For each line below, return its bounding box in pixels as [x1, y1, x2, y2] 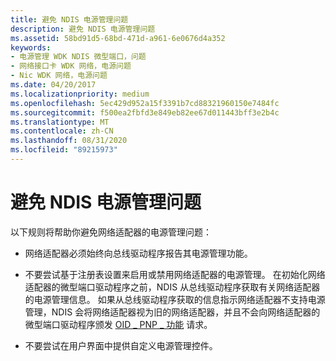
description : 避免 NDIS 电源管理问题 [10, 24, 156, 34]
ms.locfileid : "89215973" [10, 145, 118, 155]
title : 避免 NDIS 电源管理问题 [10, 14, 129, 25]
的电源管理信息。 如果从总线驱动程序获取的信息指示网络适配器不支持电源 [24, 293, 326, 305]
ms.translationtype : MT [10, 117, 110, 127]
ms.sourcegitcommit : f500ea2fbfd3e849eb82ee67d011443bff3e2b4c [10, 107, 280, 118]
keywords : [10, 42, 52, 53]
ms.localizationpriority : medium [10, 89, 150, 99]
